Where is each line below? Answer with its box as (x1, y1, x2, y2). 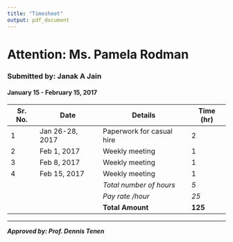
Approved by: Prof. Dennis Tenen (7, 227, 105, 235)
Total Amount (103, 202, 149, 212)
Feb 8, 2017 (39, 157, 80, 167)
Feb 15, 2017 (39, 168, 85, 178)
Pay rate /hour (103, 191, 150, 201)
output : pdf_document (7, 17, 70, 24)
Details (131, 110, 156, 120)
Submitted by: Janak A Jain (7, 71, 102, 80)
